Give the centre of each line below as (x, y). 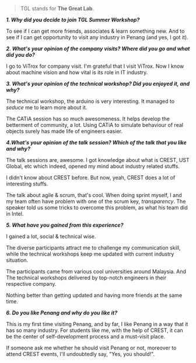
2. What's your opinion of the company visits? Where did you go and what (98, 49)
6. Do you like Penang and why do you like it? (62, 313)
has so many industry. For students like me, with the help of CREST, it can (95, 330)
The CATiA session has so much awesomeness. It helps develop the (88, 119)
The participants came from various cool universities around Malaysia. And (96, 272)
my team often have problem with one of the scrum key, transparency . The (96, 201)
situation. (17, 260)
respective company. (31, 284)
